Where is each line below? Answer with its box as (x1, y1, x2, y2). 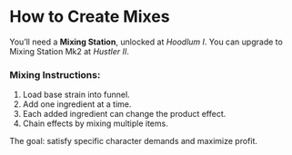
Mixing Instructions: (9, 68, 101, 81)
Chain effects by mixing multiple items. (22, 118, 168, 129)
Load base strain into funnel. (22, 89, 130, 101)
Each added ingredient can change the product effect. (22, 109, 227, 120)
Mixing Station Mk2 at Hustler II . (9, 45, 130, 56)
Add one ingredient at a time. (22, 99, 132, 110)
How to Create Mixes (9, 6, 170, 27)
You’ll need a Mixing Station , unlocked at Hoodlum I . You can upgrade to (9, 36, 284, 47)
